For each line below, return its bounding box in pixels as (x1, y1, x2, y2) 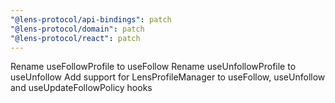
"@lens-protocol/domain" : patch (10, 24, 145, 34)
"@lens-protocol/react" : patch (10, 33, 141, 43)
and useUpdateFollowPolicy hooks (10, 82, 153, 94)
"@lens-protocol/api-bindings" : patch (10, 14, 172, 25)
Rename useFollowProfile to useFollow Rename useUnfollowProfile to (10, 61, 297, 73)
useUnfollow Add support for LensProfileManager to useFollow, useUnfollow (10, 71, 326, 83)
